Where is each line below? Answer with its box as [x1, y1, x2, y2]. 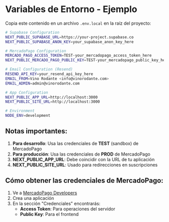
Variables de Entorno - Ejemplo [5, 4, 137, 15]
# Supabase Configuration [5, 30, 59, 35]
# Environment [5, 108, 35, 114]
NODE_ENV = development [5, 113, 51, 118]
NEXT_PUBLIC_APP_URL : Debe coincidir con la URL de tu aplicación [12, 156, 155, 162]
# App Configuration [5, 90, 49, 95]
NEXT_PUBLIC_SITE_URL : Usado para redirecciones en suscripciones [12, 162, 158, 168]
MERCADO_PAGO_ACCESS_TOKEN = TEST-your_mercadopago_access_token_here [5, 53, 152, 58]
